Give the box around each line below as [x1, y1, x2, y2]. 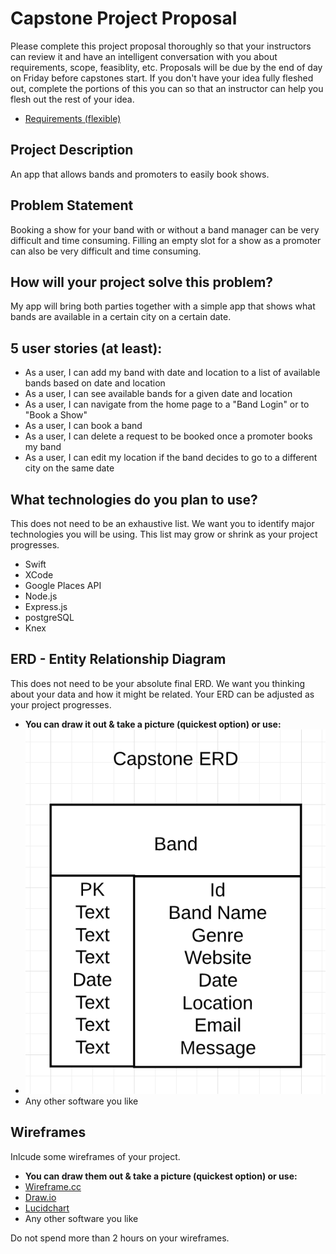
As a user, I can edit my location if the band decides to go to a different [24, 452, 318, 464]
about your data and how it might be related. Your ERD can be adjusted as [10, 688, 315, 700]
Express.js [24, 601, 68, 612]
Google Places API [24, 580, 102, 591]
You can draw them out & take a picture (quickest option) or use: [24, 1170, 298, 1182]
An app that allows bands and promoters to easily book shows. [10, 168, 270, 180]
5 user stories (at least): [10, 340, 163, 357]
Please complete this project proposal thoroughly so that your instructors [10, 40, 312, 52]
